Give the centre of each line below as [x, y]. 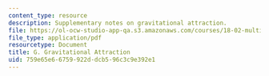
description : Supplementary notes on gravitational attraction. [118, 23]
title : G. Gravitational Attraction [69, 52]
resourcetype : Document [48, 45]
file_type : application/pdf [55, 38]
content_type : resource [48, 15]
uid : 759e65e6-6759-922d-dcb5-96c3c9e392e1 [82, 60]
